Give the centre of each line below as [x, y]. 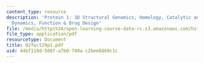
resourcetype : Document [36, 40]
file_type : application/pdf [42, 34]
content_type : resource [36, 12]
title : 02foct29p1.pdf [35, 46]
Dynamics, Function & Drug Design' [57, 23]
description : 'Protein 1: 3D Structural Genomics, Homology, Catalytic [99, 17]
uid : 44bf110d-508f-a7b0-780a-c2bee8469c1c [62, 51]
